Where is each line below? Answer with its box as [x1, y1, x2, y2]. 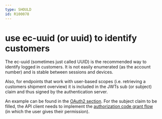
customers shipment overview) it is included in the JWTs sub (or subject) [5, 84, 152, 90]
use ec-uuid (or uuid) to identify [5, 33, 137, 44]
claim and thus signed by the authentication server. [5, 89, 108, 95]
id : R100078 [5, 12, 29, 17]
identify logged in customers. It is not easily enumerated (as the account [5, 64, 151, 70]
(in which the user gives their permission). [5, 109, 90, 115]
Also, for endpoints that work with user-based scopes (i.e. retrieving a [5, 79, 146, 85]
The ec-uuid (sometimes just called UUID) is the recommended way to [5, 59, 147, 65]
